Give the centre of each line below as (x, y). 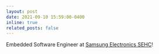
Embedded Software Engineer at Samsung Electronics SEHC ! (80, 45)
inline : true (22, 22)
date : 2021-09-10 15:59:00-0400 (45, 17)
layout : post (22, 11)
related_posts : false (32, 28)
